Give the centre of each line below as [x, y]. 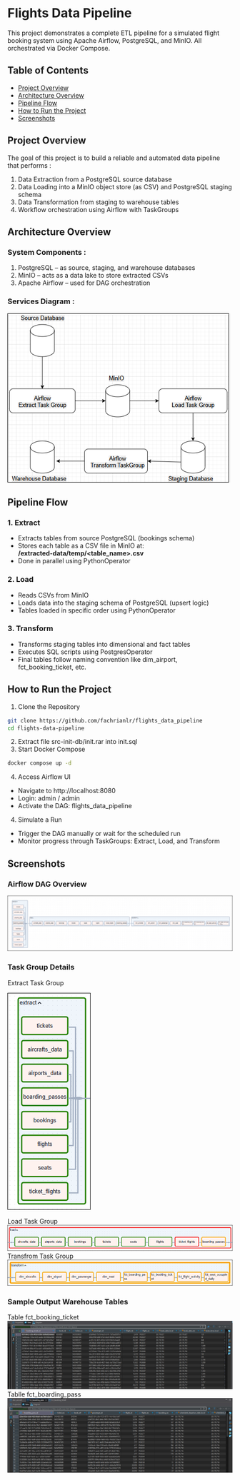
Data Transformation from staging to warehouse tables [98, 202]
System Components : [47, 252]
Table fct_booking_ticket [43, 1317]
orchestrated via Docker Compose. [59, 48]
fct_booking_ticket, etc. [52, 667]
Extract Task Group [36, 982]
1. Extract [24, 523]
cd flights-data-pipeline [46, 728]
